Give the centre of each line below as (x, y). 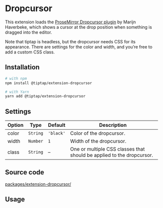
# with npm (16, 78)
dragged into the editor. (29, 32)
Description (113, 125)
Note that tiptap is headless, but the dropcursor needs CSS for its (70, 41)
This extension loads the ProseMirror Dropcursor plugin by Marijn (70, 22)
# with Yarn (17, 92)
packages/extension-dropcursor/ (38, 184)
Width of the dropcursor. (98, 141)
